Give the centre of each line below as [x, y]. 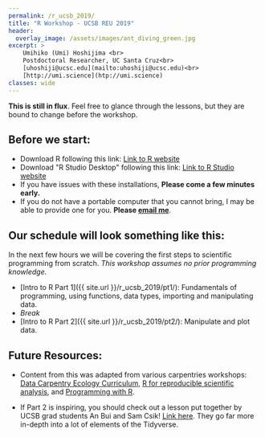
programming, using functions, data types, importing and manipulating [137, 296]
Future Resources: [55, 355]
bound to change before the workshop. [73, 114]
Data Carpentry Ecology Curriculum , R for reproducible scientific [127, 383]
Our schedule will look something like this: [116, 235]
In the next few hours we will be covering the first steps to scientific [120, 255]
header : [21, 31]
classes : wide [32, 83]
